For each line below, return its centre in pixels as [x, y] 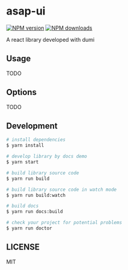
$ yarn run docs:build [35, 212]
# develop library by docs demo [47, 156]
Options [22, 92]
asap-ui [26, 11]
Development [32, 126]
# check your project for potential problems [64, 223]
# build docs [23, 206]
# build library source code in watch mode [62, 189]
